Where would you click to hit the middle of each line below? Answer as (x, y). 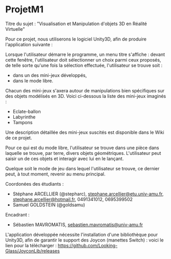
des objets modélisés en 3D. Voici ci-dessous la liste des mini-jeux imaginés (86, 96)
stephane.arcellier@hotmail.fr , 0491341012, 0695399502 (73, 199)
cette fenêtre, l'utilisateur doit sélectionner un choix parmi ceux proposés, (83, 59)
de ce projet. (19, 137)
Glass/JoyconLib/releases (33, 251)
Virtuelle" (15, 29)
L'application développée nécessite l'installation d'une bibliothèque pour (81, 234)
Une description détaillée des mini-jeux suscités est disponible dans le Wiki (85, 132)
